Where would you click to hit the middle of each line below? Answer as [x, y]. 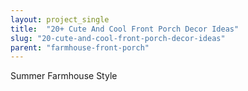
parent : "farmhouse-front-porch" [80, 47]
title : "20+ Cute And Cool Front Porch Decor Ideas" [125, 29]
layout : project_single [60, 19]
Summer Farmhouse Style [64, 76]
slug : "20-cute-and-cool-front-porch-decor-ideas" [118, 38]
